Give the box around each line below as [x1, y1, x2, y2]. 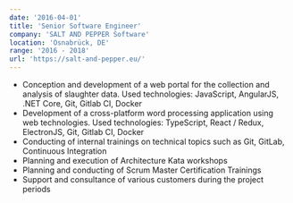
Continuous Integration [21, 146, 107, 156]
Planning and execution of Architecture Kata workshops [21, 156, 228, 165]
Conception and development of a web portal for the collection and [21, 80, 270, 89]
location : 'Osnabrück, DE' [9, 38, 110, 47]
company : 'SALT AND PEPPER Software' [9, 30, 150, 38]
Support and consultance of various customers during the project [21, 174, 264, 184]
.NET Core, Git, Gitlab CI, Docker [21, 98, 143, 108]
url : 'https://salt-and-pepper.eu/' [9, 55, 146, 63]
